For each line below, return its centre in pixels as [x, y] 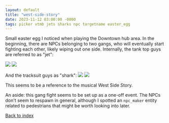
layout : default [22, 10]
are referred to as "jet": [29, 55]
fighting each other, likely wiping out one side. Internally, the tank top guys [83, 49]
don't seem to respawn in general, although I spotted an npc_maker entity [81, 100]
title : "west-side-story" [32, 15]
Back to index [20, 116]
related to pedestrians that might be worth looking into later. [68, 106]
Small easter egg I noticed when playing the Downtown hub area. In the [80, 38]
